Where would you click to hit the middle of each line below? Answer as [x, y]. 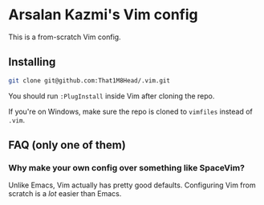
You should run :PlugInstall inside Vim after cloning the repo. [112, 96]
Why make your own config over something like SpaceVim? [126, 167]
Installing [32, 62]
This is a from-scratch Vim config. [65, 37]
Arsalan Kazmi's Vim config [103, 15]
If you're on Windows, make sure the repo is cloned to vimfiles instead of [130, 111]
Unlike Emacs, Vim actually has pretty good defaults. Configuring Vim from [132, 185]
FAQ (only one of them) [67, 145]
